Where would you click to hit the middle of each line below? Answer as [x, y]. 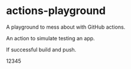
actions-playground [56, 11]
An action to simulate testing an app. [51, 38]
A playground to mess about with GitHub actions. [66, 27]
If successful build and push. [41, 49]
